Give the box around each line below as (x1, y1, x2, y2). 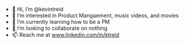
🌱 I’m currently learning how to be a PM (11, 18, 110, 25)
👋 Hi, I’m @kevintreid (11, 6, 64, 12)
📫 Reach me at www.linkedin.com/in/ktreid (11, 32, 120, 38)
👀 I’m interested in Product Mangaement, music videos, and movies (11, 12, 179, 19)
